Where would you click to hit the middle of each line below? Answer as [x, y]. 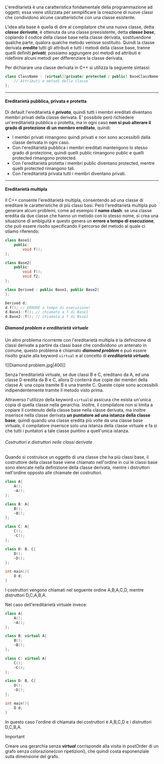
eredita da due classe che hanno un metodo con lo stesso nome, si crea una [82, 216]
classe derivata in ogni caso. [41, 142]
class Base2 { [18, 263]
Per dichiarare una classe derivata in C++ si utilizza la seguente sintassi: [78, 67]
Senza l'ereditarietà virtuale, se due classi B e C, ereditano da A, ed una [77, 375]
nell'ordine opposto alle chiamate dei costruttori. [54, 473]
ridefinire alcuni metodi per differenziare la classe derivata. [64, 58]
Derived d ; [16, 303]
